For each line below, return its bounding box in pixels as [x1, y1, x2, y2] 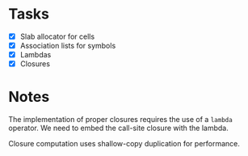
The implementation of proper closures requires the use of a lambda [8, 115, 233, 124]
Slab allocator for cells [19, 32, 95, 41]
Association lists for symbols [19, 41, 116, 50]
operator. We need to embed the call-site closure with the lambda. [8, 123, 229, 133]
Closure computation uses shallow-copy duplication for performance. [8, 139, 241, 149]
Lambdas [19, 50, 52, 60]
